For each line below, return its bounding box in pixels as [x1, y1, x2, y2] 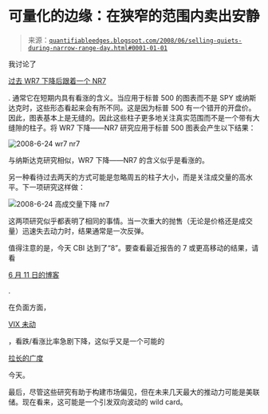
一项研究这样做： [29, 182, 85, 191]
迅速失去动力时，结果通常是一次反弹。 [22, 226, 148, 235]
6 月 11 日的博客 [8, 270, 60, 279]
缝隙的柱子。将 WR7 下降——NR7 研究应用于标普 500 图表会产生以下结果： [8, 123, 256, 132]
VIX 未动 [8, 319, 36, 329]
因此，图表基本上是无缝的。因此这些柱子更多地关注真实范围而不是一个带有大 [8, 112, 260, 122]
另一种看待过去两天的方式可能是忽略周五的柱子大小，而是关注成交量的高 [8, 172, 246, 182]
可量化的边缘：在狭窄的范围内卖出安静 [8, 7, 261, 26]
